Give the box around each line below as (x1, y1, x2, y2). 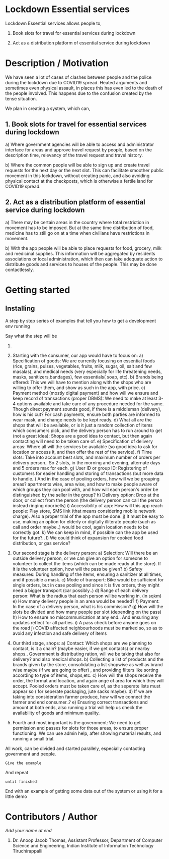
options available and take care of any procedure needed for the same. (17, 400, 164, 407)
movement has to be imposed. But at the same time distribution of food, (5, 225, 154, 231)
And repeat (5, 769, 29, 775)
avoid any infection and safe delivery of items (12, 630, 107, 636)
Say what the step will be (5, 333, 57, 339)
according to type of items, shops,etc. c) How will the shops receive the (12, 672, 162, 678)
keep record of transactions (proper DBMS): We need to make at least (12, 395, 157, 401)
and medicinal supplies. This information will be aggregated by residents (5, 250, 156, 256)
